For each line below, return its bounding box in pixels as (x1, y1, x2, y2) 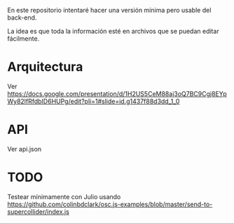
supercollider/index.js (7, 207, 70, 216)
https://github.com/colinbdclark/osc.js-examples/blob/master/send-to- (7, 200, 213, 208)
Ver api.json (7, 144, 42, 153)
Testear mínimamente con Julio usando (7, 192, 121, 201)
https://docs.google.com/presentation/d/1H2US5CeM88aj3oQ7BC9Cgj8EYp (7, 89, 228, 97)
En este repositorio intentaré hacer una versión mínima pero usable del (7, 6, 212, 14)
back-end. (7, 13, 37, 22)
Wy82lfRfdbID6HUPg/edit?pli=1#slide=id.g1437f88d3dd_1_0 (7, 97, 180, 105)
